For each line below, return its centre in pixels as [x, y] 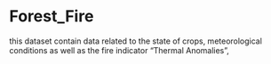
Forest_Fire [52, 16]
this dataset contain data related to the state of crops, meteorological [135, 41]
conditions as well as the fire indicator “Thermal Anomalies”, [119, 50]
